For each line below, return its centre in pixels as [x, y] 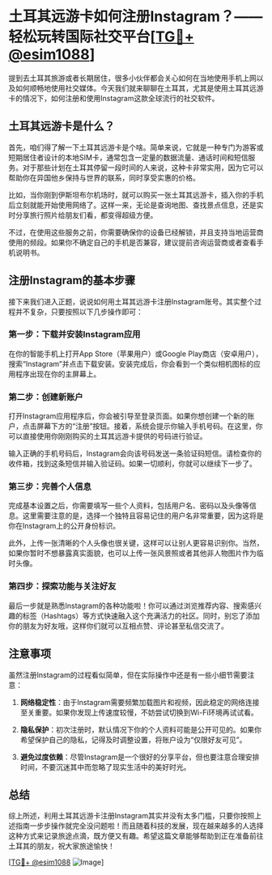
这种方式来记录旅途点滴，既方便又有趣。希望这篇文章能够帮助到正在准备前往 [136, 836]
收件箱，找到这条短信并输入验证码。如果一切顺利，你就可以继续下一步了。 [132, 464]
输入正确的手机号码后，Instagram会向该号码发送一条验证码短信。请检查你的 [135, 453]
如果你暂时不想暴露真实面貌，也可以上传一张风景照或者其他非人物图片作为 [132, 553]
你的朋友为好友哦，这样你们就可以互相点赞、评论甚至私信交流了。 [118, 626]
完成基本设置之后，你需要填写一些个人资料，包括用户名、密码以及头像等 [129, 506]
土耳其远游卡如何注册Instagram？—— [136, 17]
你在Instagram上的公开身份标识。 [64, 526]
